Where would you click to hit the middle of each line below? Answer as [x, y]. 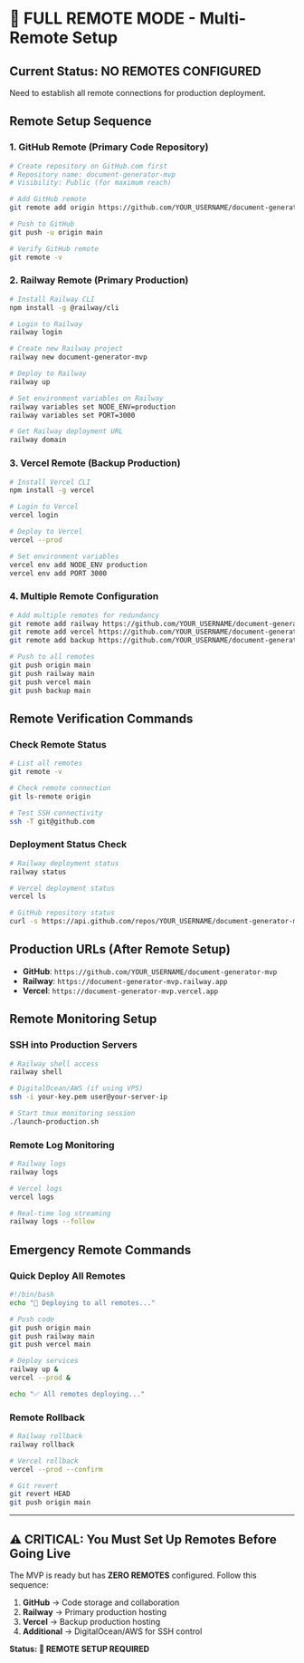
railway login [36, 333]
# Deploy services [44, 1361]
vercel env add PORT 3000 [58, 573]
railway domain [38, 440]
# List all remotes [46, 764]
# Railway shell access [54, 1064]
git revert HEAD [40, 1494]
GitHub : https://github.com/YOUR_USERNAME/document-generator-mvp [150, 971]
